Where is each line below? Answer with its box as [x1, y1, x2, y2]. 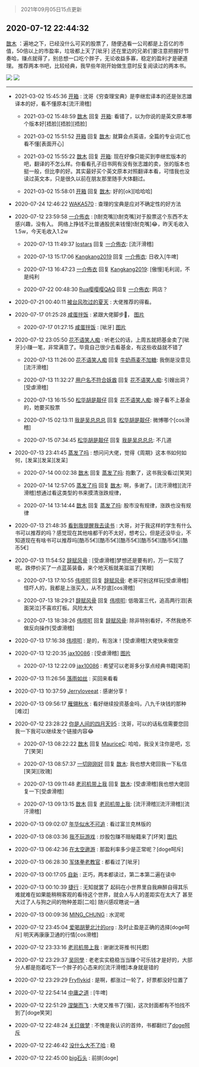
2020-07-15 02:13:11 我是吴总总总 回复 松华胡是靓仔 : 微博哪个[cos [23, 416, 185, 424]
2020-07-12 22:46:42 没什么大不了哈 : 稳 [14, 1041, 115, 1049]
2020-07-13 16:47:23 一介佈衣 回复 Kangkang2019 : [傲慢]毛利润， [23, 266, 185, 273]
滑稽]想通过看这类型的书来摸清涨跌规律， [23, 489, 124, 496]
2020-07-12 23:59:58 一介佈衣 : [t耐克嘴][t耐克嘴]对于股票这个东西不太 [14, 213, 188, 220]
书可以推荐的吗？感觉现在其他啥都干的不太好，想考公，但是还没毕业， [14, 529, 187, 536]
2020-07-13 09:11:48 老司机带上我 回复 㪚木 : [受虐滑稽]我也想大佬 [23, 780, 185, 787]
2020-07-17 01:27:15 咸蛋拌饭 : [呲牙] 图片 [23, 323, 126, 330]
